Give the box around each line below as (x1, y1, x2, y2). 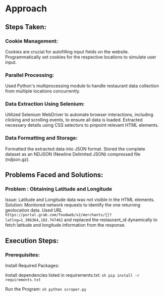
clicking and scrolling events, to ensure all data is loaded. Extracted (5, 117, 143, 123)
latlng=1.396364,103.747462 (5, 218, 63, 223)
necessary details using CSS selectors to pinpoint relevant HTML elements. (5, 122, 159, 128)
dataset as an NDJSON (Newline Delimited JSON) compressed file (5, 151, 141, 157)
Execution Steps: (5, 236, 59, 245)
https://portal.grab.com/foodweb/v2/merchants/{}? (5, 212, 112, 218)
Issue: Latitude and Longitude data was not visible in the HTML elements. (5, 197, 155, 203)
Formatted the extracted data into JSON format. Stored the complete (5, 146, 145, 151)
